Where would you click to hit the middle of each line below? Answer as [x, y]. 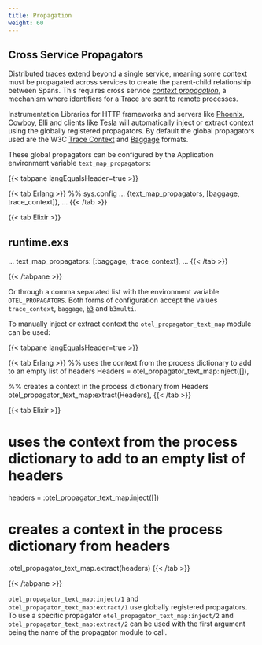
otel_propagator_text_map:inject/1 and [74, 598]
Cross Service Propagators [76, 55]
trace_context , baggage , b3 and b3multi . [72, 309]
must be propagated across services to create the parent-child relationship [130, 82]
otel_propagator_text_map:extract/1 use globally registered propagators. [128, 607]
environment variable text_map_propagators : [80, 163]
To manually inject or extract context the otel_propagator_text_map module [130, 324]
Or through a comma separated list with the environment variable [114, 292]
